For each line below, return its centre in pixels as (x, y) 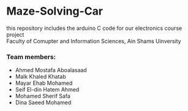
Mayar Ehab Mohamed (44, 83)
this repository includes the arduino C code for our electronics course (94, 28)
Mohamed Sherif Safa (43, 96)
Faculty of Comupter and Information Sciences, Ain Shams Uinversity (94, 41)
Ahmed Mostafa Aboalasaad (51, 70)
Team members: (31, 57)
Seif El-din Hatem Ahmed (47, 90)
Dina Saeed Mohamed (43, 102)
